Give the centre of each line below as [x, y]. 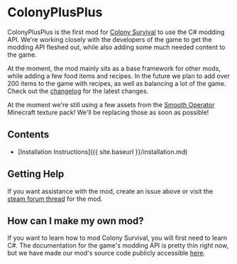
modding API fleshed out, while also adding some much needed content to [116, 47]
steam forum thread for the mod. [55, 199]
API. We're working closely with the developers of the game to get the [110, 39]
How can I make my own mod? [76, 221]
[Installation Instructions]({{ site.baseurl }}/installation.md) [103, 152]
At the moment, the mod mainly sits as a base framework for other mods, [114, 68]
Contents [28, 134]
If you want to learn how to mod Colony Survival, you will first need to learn [117, 238]
